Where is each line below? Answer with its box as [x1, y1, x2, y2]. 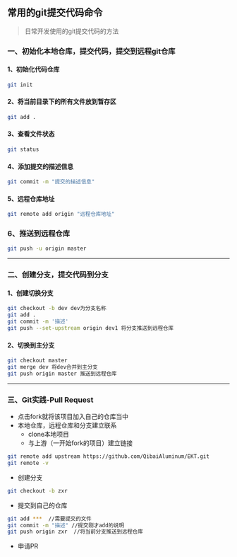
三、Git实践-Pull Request [7, 395, 94, 405]
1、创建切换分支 [7, 289, 54, 297]
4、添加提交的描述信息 [7, 162, 74, 171]
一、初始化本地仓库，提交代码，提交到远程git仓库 [7, 46, 176, 56]
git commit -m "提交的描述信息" [7, 178, 95, 185]
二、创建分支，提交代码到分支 [7, 270, 109, 280]
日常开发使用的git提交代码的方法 [24, 27, 119, 35]
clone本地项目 [28, 430, 69, 439]
